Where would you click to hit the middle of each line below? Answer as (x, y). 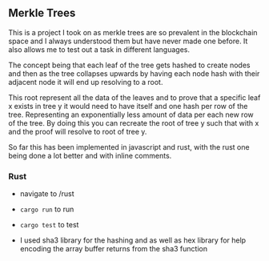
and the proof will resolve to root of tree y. (78, 131)
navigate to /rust (47, 194)
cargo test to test (49, 225)
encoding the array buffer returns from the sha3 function (114, 249)
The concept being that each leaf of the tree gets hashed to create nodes (129, 65)
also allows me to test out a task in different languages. (99, 49)
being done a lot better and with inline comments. (90, 155)
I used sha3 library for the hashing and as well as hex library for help (133, 240)
